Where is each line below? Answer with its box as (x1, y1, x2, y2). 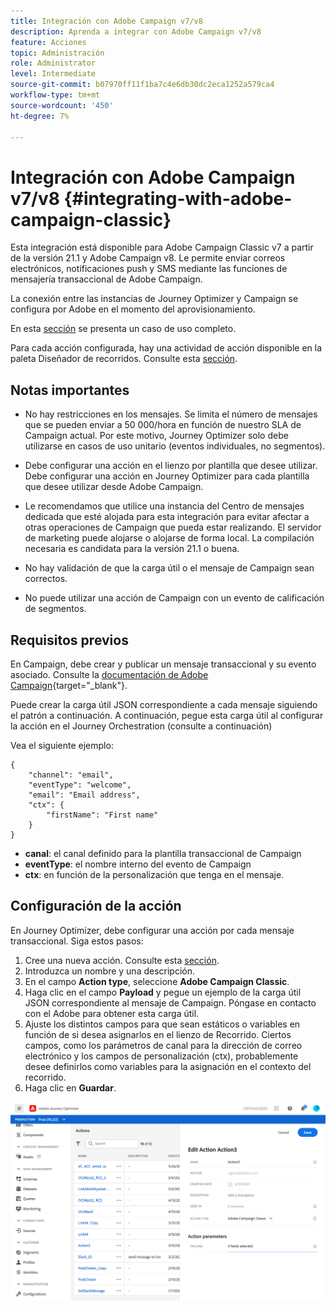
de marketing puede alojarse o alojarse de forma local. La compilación (24, 532, 315, 544)
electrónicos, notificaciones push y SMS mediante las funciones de (10, 263, 288, 275)
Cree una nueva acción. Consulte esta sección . (24, 954, 220, 966)
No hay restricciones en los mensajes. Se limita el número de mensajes (24, 408, 318, 420)
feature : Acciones (10, 37, 87, 47)
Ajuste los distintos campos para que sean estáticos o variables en (24, 1018, 301, 1030)
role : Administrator (10, 58, 97, 69)
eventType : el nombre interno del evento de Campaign (24, 858, 252, 870)
